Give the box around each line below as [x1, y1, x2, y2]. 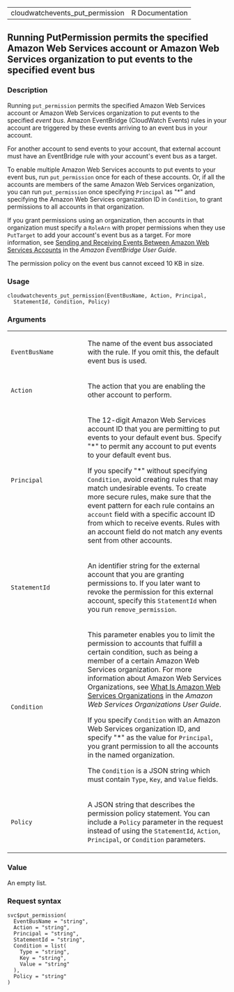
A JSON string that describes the [87, 800, 195, 810]
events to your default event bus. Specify [87, 433, 222, 442]
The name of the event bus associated [87, 338, 213, 348]
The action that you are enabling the [87, 382, 205, 391]
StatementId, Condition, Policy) [13, 298, 111, 306]
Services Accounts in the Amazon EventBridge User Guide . [7, 246, 177, 254]
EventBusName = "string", [13, 917, 89, 925]
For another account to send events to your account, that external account [7, 144, 221, 153]
